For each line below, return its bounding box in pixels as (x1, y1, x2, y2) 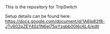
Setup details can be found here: (5, 13, 71, 19)
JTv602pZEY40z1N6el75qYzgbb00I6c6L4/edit (5, 23, 99, 29)
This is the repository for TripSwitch (5, 4, 77, 10)
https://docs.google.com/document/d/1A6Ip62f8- (5, 19, 105, 24)
